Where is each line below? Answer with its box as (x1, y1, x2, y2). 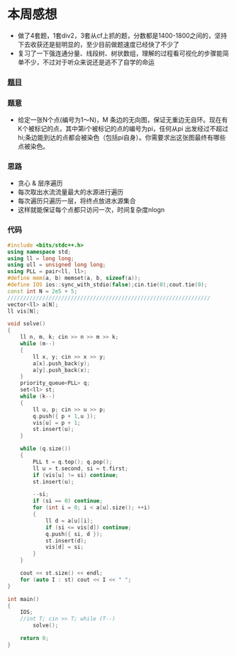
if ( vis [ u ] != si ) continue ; (33, 471, 119, 478)
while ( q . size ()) (20, 445, 72, 452)
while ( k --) (20, 393, 55, 400)
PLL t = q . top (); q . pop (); (33, 458, 113, 465)
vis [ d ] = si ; (45, 544, 84, 551)
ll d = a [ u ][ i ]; (45, 517, 94, 525)
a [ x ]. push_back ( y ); (33, 359, 91, 367)
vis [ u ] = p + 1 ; (33, 419, 81, 426)
